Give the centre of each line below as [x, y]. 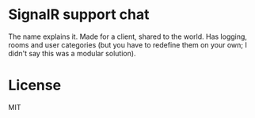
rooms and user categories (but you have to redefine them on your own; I [128, 44]
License [35, 86]
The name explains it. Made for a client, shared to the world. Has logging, [128, 36]
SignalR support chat [79, 15]
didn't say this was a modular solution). [72, 53]
